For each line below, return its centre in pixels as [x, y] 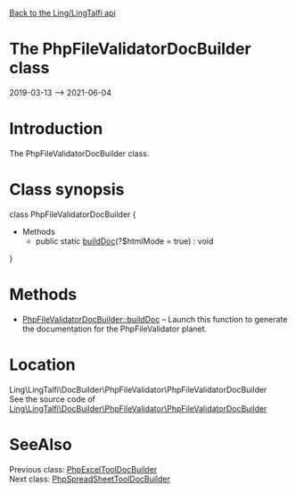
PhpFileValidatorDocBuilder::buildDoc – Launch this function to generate [155, 319]
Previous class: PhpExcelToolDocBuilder [83, 469]
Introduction [56, 129]
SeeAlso [41, 444]
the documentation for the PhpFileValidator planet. [115, 329]
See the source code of [53, 399]
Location [42, 364]
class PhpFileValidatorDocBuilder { [73, 214]
